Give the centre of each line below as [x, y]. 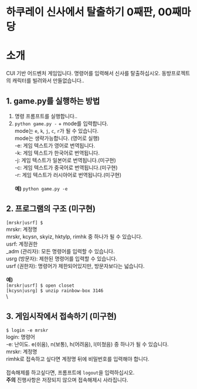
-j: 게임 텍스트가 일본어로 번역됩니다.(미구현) [65, 160]
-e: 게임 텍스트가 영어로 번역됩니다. [55, 145]
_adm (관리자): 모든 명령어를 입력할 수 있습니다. [60, 251]
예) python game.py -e [41, 188]
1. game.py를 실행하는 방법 [53, 101]
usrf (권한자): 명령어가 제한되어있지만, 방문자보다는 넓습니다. [75, 266]
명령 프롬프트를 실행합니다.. [46, 116]
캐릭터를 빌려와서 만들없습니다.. [48, 81]
